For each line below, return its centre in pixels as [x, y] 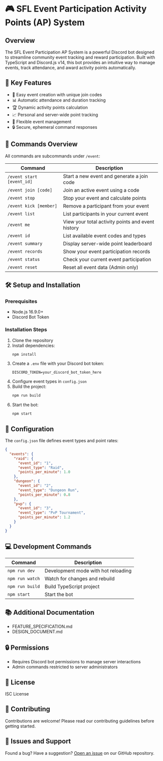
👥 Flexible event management [42, 121]
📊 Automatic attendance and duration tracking [59, 100]
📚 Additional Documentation [50, 612]
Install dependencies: [33, 346]
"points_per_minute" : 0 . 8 [44, 495]
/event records [25, 251]
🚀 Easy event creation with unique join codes [57, 94]
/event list [21, 214]
